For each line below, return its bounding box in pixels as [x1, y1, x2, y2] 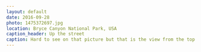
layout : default [6, 8, 47, 15]
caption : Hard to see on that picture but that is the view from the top [6, 36, 196, 42]
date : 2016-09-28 [6, 14, 50, 20]
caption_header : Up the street [6, 31, 85, 37]
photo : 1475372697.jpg [6, 20, 63, 26]
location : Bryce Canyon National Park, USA [6, 25, 117, 32]
